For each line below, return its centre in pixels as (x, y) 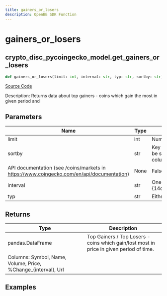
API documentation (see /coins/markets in (57, 168)
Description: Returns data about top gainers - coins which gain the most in (81, 96)
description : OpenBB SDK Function (41, 14)
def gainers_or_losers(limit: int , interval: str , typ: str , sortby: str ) (84, 77)
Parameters (24, 117)
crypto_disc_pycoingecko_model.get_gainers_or (83, 58)
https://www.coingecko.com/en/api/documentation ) (69, 174)
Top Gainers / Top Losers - (119, 236)
